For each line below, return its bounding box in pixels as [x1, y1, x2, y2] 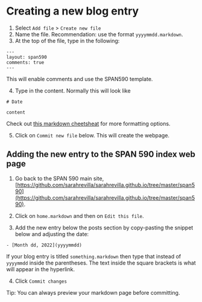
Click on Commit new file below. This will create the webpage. [14, 131, 170, 139]
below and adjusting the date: [14, 230, 89, 237]
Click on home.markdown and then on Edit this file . [14, 212, 144, 219]
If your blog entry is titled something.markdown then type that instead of [6, 252, 181, 260]
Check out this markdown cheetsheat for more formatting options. [6, 120, 171, 127]
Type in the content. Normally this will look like [14, 87, 131, 94]
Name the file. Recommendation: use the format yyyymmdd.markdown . [14, 30, 183, 38]
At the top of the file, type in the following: [14, 37, 120, 44]
